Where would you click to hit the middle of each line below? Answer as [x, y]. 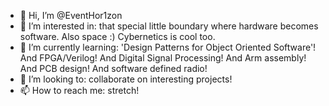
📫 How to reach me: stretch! [79, 90]
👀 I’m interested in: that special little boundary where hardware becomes [169, 26]
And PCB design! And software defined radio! [113, 68]
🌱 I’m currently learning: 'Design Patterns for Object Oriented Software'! [168, 47]
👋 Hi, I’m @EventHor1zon [71, 15]
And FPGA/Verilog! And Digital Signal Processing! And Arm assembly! [163, 58]
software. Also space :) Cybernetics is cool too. [117, 36]
